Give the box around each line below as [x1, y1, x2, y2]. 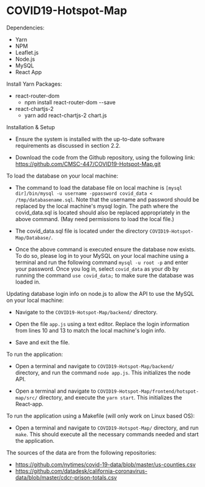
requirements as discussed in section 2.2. [15, 142, 121, 149]
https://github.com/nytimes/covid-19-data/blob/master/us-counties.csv [15, 461, 196, 468]
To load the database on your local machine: [6, 172, 118, 179]
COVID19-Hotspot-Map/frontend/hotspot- [97, 388, 199, 395]
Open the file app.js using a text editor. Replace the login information [15, 320, 190, 328]
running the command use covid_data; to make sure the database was [15, 271, 194, 279]
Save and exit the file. [15, 338, 70, 346]
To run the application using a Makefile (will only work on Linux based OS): [6, 412, 195, 420]
